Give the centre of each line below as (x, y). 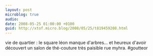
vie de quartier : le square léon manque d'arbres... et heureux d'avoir (76, 42)
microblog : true (22, 14)
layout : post (19, 10)
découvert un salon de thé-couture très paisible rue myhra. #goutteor (76, 48)
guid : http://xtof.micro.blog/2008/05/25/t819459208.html (67, 28)
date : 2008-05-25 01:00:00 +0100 (40, 24)
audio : (12, 19)
